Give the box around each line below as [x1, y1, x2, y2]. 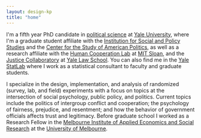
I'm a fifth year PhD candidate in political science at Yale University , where [6, 30, 190, 38]
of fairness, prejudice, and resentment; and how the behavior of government [6, 106, 195, 113]
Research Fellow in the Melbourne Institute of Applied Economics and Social [6, 118, 194, 125]
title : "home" [6, 14, 42, 20]
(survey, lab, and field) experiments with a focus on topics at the [6, 87, 165, 94]
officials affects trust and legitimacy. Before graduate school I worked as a [6, 112, 190, 119]
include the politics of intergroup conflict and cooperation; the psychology [6, 99, 190, 106]
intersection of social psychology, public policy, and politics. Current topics [6, 93, 191, 100]
